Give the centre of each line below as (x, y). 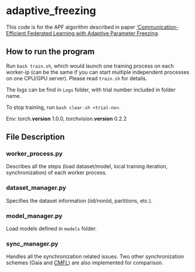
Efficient (16, 33)
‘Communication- (158, 27)
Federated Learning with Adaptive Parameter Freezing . (93, 33)
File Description (35, 137)
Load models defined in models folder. (52, 229)
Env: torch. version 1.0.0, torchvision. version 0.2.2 (66, 118)
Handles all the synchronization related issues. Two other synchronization (95, 257)
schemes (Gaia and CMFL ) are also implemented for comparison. (85, 263)
